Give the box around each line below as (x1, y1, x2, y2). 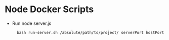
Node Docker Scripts (5, 4, 94, 15)
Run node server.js (12, 20, 52, 26)
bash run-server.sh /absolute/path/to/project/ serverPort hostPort (17, 30, 164, 35)
